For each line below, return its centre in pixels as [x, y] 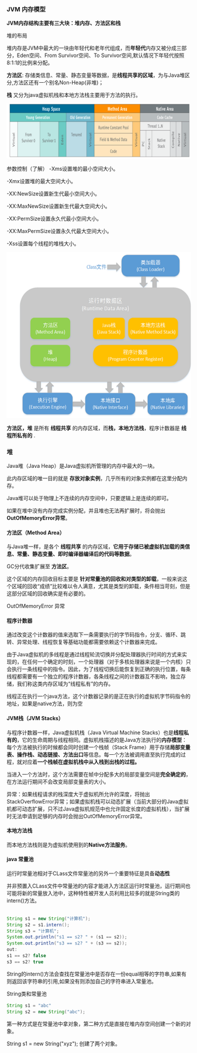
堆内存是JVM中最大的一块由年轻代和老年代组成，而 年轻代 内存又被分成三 [94, 48]
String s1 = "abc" [29, 1005]
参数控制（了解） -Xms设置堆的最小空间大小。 [63, 168]
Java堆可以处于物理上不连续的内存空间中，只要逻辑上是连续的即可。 [89, 498]
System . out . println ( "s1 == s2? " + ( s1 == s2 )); [67, 937]
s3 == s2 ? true [25, 962]
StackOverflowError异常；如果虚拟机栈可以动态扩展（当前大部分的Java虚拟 [98, 801]
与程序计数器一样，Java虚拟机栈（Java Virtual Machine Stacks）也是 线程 [95, 733]
